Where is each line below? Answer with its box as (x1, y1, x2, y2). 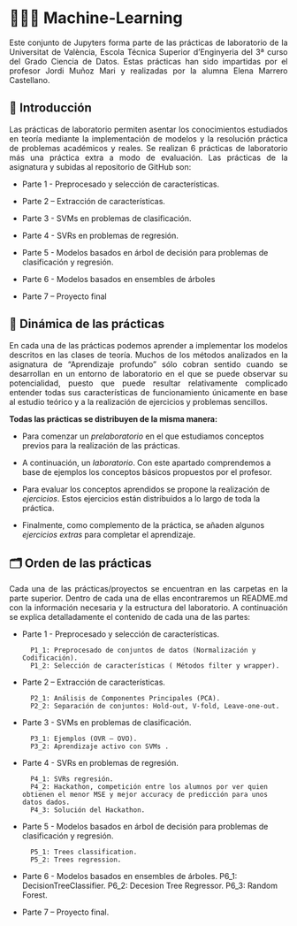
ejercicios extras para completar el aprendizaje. (21, 529, 196, 540)
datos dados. (21, 798, 71, 807)
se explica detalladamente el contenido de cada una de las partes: (9, 612, 250, 623)
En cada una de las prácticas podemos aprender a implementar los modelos (9, 340, 288, 350)
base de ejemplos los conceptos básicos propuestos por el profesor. (21, 466, 272, 477)
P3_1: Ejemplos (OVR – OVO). (30, 734, 138, 744)
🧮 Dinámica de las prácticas (9, 317, 165, 332)
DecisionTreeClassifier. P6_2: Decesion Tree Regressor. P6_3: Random (21, 880, 278, 892)
